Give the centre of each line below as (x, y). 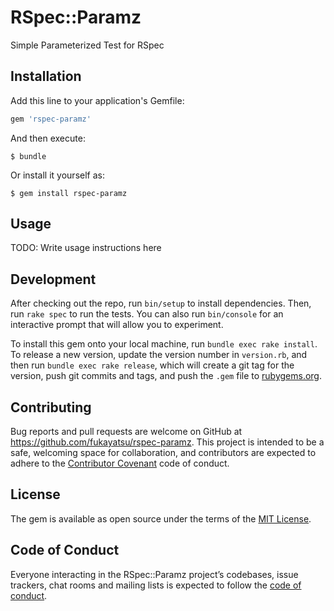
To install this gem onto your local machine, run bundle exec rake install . (164, 344)
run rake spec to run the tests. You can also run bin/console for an (147, 314)
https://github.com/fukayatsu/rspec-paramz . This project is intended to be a (167, 442)
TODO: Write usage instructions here (86, 248)
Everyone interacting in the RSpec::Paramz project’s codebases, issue (154, 574)
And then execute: (48, 138)
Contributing (51, 407)
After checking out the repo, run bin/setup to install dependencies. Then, (161, 303)
